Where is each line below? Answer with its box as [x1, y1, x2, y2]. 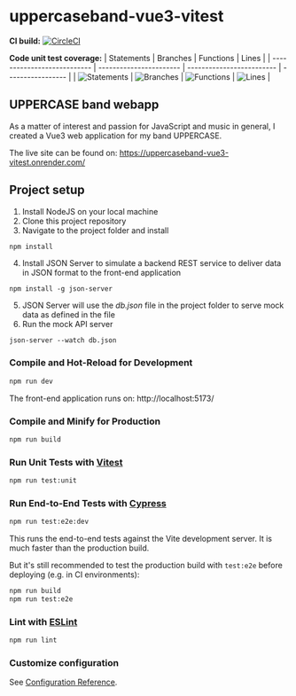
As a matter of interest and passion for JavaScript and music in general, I [9, 121, 276, 131]
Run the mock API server [21, 319, 113, 330]
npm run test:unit [9, 476, 77, 485]
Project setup [9, 183, 86, 198]
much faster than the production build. [9, 543, 150, 553]
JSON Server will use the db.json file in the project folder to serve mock [21, 300, 284, 311]
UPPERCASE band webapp [9, 98, 160, 113]
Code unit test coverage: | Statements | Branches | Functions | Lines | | [9, 52, 271, 63]
